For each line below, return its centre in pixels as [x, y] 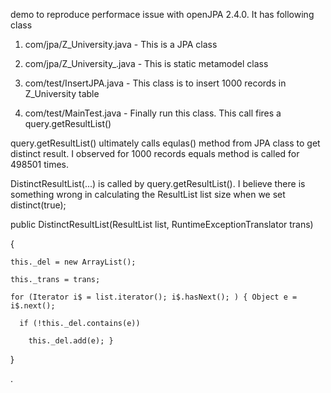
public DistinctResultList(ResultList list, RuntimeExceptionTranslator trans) [162, 224]
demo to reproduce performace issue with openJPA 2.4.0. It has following [162, 14]
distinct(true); [38, 205]
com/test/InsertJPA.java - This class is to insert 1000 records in [155, 83]
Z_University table [62, 93]
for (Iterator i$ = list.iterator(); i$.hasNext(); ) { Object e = [154, 297]
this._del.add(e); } [71, 341]
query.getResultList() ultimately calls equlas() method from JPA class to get [165, 143]
